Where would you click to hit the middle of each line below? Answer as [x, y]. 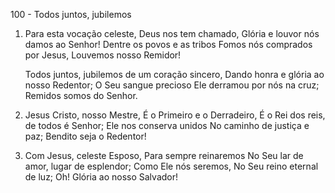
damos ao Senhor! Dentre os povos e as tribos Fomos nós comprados [168, 44]
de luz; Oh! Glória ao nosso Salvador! [101, 177]
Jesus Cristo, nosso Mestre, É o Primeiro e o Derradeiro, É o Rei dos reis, [175, 115]
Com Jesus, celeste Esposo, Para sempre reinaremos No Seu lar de [164, 155]
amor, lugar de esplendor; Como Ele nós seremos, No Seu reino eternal [171, 166]
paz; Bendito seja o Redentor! [85, 136]
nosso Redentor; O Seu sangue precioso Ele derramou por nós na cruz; [172, 85]
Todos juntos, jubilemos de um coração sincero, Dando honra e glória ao [174, 74]
